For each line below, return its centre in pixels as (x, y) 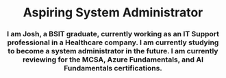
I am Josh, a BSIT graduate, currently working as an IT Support (113, 34)
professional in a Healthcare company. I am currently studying (113, 42)
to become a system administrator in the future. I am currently (113, 51)
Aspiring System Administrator (113, 13)
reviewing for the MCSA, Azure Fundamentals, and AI (113, 60)
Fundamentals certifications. (113, 68)
